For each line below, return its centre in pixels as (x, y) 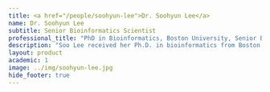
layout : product (35, 53)
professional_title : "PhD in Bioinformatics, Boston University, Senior (133, 38)
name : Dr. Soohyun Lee (46, 23)
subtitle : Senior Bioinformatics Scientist (82, 30)
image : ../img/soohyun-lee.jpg (61, 68)
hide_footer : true (39, 75)
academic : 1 (28, 61)
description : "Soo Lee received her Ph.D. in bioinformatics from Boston (135, 46)
